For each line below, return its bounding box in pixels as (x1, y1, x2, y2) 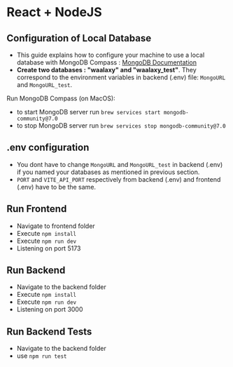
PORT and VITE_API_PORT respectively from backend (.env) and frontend (16, 175, 221, 183)
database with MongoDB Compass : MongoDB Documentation (16, 58, 197, 67)
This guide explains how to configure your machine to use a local (16, 51, 205, 59)
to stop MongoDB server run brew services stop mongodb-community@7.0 (16, 121, 226, 130)
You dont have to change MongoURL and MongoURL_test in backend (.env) (16, 160, 223, 168)
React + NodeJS (6, 4, 102, 20)
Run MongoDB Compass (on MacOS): (6, 94, 116, 102)
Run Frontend (6, 203, 67, 215)
